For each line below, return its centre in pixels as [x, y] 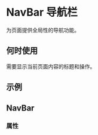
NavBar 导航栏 [42, 12]
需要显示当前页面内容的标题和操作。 [51, 66]
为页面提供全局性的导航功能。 [43, 30]
